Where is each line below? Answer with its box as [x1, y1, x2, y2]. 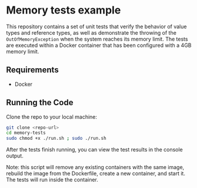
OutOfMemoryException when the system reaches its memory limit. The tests [6, 35, 188, 42]
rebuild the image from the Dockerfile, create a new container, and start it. [6, 170, 185, 177]
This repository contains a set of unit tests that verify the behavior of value [6, 23, 187, 30]
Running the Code [6, 98, 74, 108]
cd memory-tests [6, 130, 46, 136]
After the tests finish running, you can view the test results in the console [6, 146, 183, 153]
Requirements [6, 65, 59, 75]
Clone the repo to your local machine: [6, 113, 98, 120]
